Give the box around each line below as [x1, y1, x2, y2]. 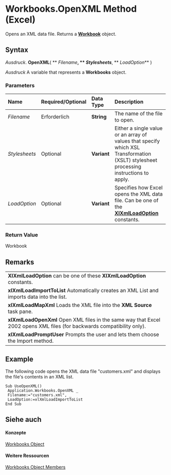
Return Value [5, 231, 38, 238]
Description [114, 98, 144, 105]
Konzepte [5, 430, 26, 436]
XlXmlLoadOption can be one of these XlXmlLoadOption [8, 272, 146, 279]
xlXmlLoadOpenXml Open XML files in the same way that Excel [8, 316, 160, 323]
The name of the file [114, 110, 163, 117]
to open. [114, 116, 134, 124]
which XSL [114, 144, 140, 151]
